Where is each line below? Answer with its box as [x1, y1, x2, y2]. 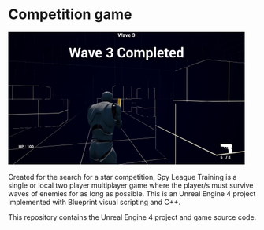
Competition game [8, 5, 132, 24]
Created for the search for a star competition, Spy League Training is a [8, 172, 237, 181]
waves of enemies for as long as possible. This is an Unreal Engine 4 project [8, 188, 256, 198]
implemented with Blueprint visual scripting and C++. [8, 197, 181, 206]
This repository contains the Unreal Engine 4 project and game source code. [8, 212, 257, 221]
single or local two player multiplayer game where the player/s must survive [8, 181, 254, 190]
